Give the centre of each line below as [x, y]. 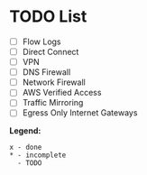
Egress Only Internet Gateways [80, 113]
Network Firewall [54, 82]
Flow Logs [41, 41]
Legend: [25, 131]
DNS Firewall [46, 72]
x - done [26, 147]
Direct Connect [51, 52]
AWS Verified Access [62, 93]
